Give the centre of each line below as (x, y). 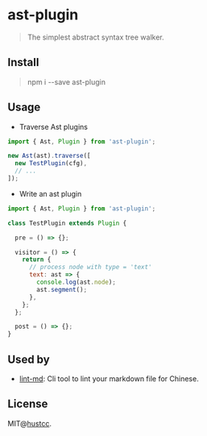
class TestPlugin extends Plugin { (67, 223)
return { (37, 260)
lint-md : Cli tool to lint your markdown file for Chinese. (109, 379)
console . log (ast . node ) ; (76, 282)
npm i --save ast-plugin (66, 81)
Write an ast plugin (50, 193)
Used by (29, 359)
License (28, 404)
